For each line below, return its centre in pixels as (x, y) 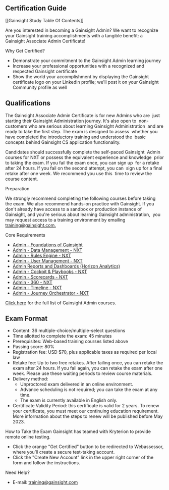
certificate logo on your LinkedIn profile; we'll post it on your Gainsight (86, 82)
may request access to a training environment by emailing (65, 220)
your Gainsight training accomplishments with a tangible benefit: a (74, 35)
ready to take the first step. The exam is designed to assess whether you (81, 131)
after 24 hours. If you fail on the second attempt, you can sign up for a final (84, 168)
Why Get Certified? (25, 50)
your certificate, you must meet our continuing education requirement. (86, 411)
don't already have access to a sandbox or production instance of (74, 209)
